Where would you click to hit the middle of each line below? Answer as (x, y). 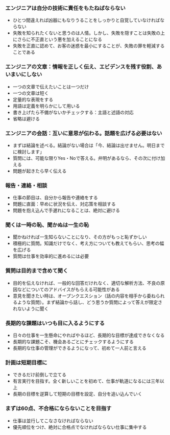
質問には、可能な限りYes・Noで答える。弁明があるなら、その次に (82, 158)
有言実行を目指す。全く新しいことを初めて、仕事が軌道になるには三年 (86, 381)
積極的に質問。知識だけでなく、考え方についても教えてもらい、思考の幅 (88, 243)
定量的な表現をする (33, 99)
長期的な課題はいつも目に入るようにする (55, 323)
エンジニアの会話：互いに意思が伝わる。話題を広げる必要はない (84, 133)
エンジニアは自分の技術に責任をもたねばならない (66, 8)
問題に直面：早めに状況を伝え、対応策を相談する (64, 204)
